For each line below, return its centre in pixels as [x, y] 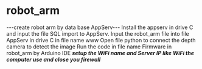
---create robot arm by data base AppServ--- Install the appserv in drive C [100, 27]
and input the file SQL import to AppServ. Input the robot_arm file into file [98, 33]
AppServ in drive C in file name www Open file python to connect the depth [101, 40]
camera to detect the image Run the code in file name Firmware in [89, 47]
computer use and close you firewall [54, 59]
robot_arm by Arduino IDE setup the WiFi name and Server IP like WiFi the [100, 53]
